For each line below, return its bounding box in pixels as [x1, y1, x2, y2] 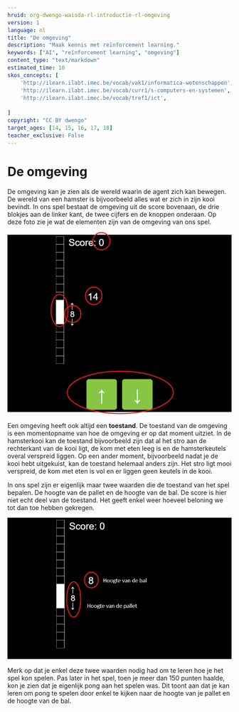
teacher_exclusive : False [7, 132, 84, 139]
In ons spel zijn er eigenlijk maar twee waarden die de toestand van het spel [7, 481, 230, 489]
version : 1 [7, 19, 40, 26]
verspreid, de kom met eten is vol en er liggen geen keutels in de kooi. [7, 467, 213, 476]
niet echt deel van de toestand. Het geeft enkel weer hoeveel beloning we [7, 496, 224, 504]
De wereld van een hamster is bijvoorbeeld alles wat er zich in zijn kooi [7, 195, 215, 203]
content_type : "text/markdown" [7, 57, 100, 64]
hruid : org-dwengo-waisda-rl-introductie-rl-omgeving [7, 11, 171, 19]
